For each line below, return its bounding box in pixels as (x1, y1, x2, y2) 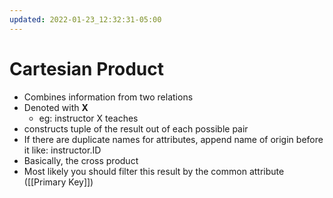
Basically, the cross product (23, 154, 139, 166)
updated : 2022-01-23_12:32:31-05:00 (9, 14, 162, 25)
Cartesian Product (9, 57, 165, 80)
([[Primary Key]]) (23, 176, 94, 188)
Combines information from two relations (23, 91, 194, 103)
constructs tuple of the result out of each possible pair (23, 122, 249, 135)
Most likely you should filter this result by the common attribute (23, 165, 285, 177)
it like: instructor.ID (23, 144, 102, 156)
